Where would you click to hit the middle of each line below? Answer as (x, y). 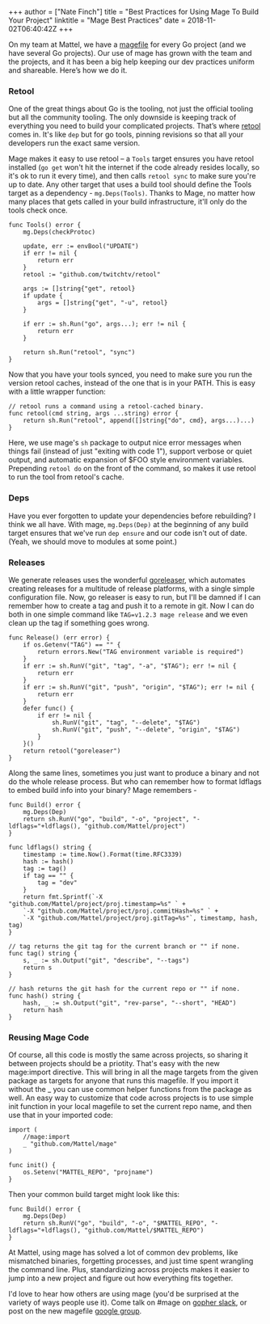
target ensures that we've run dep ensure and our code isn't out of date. (128, 533)
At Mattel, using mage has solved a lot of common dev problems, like (123, 1253)
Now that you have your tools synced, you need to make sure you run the (131, 374)
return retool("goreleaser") (72, 751)
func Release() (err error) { (59, 638)
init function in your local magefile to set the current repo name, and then (130, 1107)
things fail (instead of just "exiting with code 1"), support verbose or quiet (130, 451)
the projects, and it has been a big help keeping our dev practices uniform (131, 61)
